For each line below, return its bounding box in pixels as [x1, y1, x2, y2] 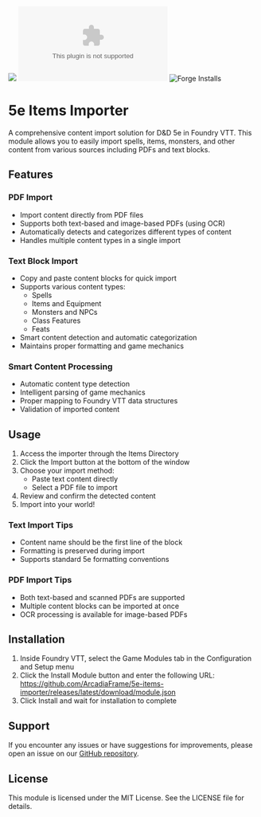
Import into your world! [19, 500, 95, 509]
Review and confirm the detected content [19, 491, 157, 501]
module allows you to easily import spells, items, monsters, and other [8, 136, 236, 146]
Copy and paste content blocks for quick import [19, 273, 177, 283]
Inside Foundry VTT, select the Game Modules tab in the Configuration [19, 654, 252, 663]
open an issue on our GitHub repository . [8, 748, 139, 759]
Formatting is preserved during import [19, 546, 145, 556]
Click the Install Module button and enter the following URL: [19, 670, 215, 680]
